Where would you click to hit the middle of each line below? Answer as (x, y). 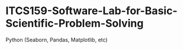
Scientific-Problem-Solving (75, 23)
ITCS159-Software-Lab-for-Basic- (91, 11)
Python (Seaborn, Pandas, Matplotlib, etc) (57, 40)
